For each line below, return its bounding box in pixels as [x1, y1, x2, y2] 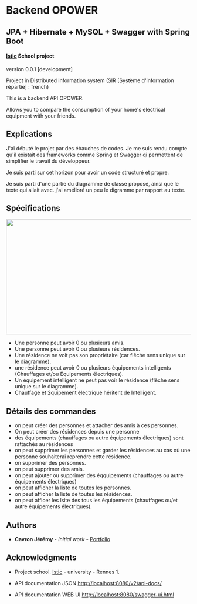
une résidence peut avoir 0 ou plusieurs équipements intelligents [14, 364, 171, 371]
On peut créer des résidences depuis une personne [14, 428, 140, 435]
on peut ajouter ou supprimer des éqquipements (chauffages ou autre [14, 472, 184, 479]
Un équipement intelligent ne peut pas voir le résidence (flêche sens [14, 377, 180, 384]
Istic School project [6, 52, 55, 59]
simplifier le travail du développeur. [6, 157, 91, 165]
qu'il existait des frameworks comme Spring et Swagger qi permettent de [6, 151, 184, 158]
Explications [6, 129, 53, 139]
